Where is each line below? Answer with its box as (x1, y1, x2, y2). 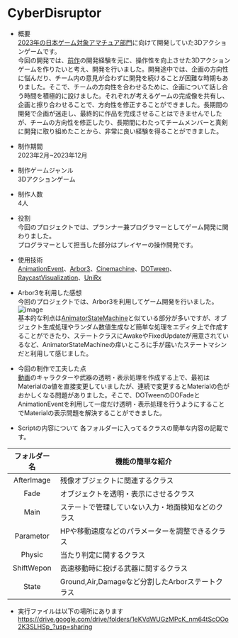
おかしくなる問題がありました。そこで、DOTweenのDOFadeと (17, 390, 200, 399)
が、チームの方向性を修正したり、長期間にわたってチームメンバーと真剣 (17, 118, 228, 126)
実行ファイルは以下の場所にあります (17, 607, 124, 615)
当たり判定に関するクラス (59, 550, 145, 560)
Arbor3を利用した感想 (17, 288, 82, 297)
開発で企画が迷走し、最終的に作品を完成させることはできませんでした (17, 109, 222, 118)
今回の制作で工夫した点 (17, 364, 86, 373)
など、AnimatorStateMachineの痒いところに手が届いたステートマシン (23, 340, 227, 348)
